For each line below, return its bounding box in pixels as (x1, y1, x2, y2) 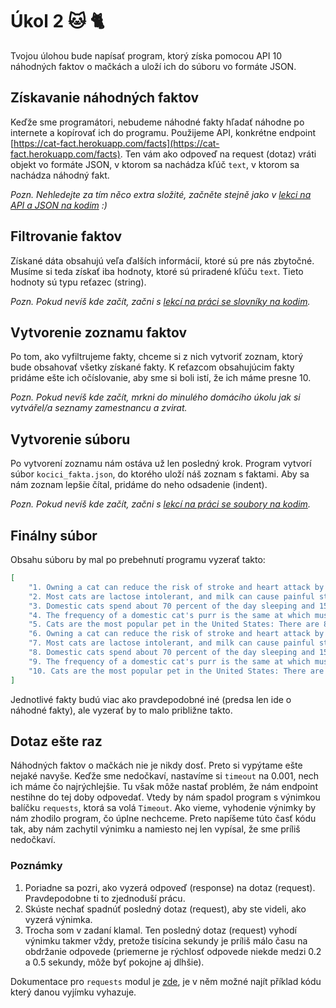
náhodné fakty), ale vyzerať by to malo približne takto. (10, 704, 233, 716)
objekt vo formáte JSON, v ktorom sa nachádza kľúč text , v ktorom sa (10, 158, 300, 170)
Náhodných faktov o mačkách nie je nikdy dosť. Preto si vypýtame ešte (10, 759, 303, 772)
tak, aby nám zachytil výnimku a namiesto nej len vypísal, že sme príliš (10, 823, 301, 835)
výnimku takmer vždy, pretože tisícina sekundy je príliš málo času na (24, 934, 308, 947)
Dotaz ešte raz (10, 733, 103, 750)
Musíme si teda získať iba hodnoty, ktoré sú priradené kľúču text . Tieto (10, 265, 304, 277)
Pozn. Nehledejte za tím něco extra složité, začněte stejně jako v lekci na (10, 188, 312, 200)
